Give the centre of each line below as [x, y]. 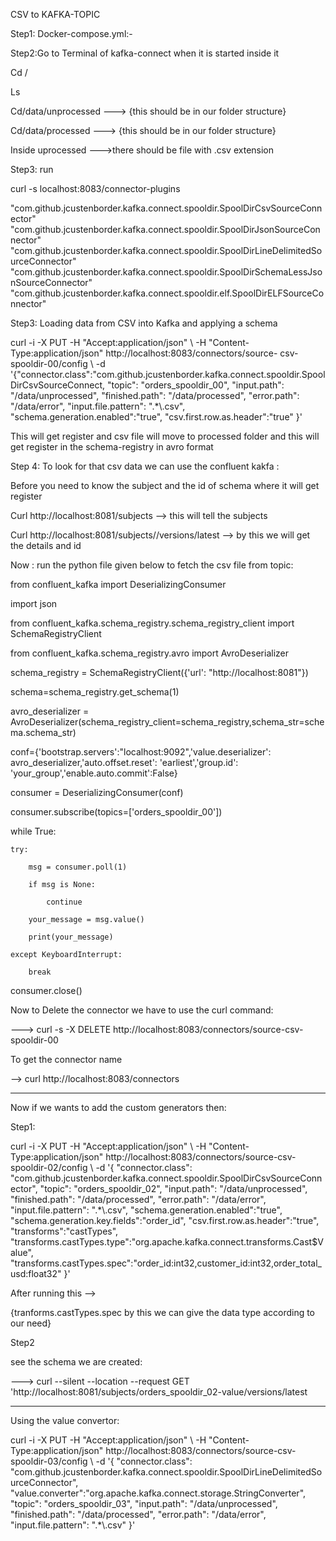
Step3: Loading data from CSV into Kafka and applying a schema [144, 323]
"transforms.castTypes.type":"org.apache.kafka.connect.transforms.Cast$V [167, 1242]
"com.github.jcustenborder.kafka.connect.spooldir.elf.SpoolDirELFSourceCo [167, 293]
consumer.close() [46, 990]
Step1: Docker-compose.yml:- [71, 33]
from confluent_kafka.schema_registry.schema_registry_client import [152, 623]
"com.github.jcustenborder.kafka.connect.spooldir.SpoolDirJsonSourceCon [165, 229]
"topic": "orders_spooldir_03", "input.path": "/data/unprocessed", [144, 1503]
